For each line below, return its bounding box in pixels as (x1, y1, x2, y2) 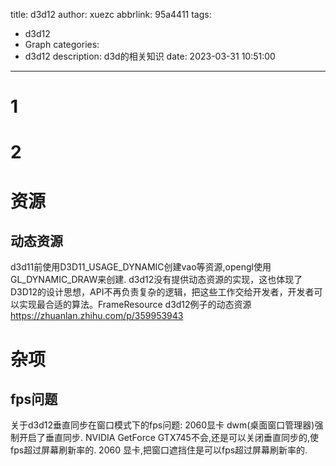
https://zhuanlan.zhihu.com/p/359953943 (10, 310, 184, 322)
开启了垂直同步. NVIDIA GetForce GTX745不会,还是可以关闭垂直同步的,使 (18, 432, 319, 444)
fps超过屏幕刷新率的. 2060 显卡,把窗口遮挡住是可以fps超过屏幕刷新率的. (10, 444, 308, 456)
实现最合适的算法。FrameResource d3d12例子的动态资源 (18, 299, 252, 311)
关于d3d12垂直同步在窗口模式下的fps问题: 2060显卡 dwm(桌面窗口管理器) (10, 419, 315, 431)
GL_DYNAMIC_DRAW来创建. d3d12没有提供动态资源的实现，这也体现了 (10, 274, 303, 286)
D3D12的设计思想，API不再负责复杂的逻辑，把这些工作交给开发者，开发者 (10, 286, 315, 298)
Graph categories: (24, 39, 100, 50)
